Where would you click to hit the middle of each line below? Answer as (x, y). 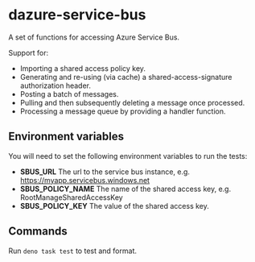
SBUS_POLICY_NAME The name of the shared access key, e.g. (125, 189)
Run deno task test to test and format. (72, 251)
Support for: (29, 52)
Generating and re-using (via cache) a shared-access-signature (126, 77)
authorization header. (55, 85)
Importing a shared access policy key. (83, 68)
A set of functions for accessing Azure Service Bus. (94, 37)
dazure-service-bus (77, 15)
